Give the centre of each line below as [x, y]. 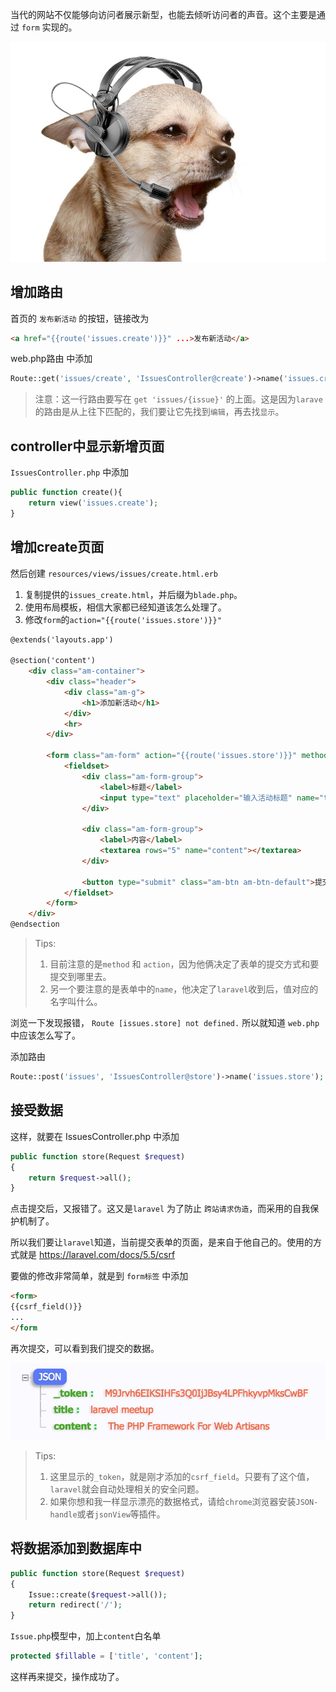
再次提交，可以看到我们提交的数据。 [85, 1348]
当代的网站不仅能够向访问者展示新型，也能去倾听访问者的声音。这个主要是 [163, 14]
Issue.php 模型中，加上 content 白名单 [86, 1636]
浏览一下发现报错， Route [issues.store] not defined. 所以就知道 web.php [165, 1023]
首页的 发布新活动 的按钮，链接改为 [80, 318]
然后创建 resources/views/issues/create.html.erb [114, 573]
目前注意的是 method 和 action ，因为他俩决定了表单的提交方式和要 [184, 964]
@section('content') [53, 661]
